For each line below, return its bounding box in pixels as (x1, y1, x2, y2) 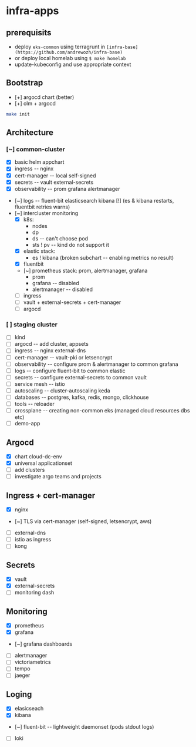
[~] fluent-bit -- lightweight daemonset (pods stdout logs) (14, 723, 154, 731)
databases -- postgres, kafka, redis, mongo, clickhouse (14, 394, 149, 401)
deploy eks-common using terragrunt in (14, 43, 106, 50)
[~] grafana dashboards (14, 640, 72, 647)
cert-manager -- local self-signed (14, 172, 96, 179)
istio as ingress (14, 536, 52, 543)
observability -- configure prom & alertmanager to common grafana (14, 361, 178, 368)
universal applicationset (14, 460, 72, 467)
